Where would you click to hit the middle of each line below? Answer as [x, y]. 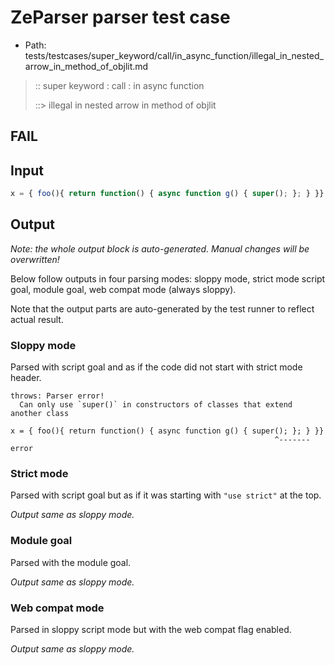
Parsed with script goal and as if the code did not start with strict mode [156, 367]
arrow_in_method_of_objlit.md [86, 66]
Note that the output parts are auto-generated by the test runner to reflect [162, 308]
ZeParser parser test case [120, 17]
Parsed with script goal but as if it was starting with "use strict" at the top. [166, 495]
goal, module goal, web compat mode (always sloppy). [123, 289]
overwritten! [35, 259]
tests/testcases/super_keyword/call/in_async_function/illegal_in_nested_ [174, 55]
